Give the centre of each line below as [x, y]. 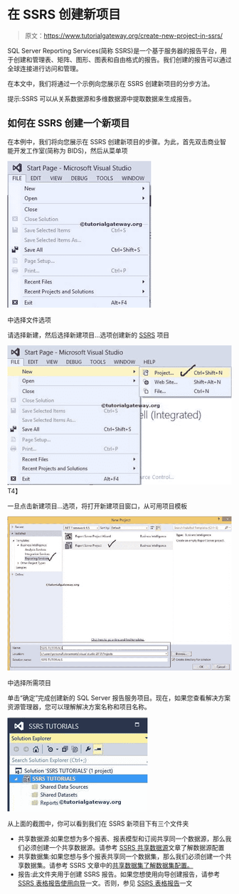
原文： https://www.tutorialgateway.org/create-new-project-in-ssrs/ [123, 36]
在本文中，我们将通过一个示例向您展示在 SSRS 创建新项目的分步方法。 [111, 83]
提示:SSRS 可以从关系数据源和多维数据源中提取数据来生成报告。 [101, 98]
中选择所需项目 [29, 683]
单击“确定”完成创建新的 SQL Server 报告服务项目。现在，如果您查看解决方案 [119, 698]
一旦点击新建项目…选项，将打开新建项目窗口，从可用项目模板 [97, 506]
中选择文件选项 [29, 320]
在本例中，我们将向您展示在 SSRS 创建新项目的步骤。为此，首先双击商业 [114, 141]
